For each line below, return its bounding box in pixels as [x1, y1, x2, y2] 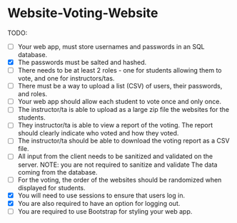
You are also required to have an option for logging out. [17, 199, 181, 207]
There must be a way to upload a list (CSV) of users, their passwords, [17, 82, 223, 90]
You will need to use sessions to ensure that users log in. [17, 191, 186, 199]
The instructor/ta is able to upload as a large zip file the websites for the [17, 105, 230, 114]
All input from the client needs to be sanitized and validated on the [17, 152, 213, 161]
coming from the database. [17, 167, 98, 176]
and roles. [17, 90, 48, 98]
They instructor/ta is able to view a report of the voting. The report [17, 121, 213, 130]
